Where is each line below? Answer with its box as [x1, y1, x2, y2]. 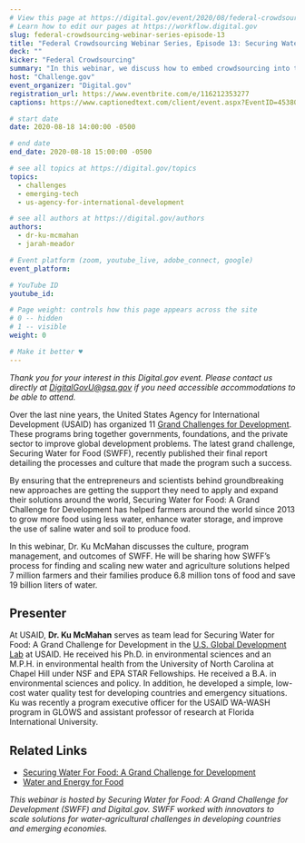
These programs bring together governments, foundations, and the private [9, 428, 289, 439]
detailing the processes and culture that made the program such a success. [9, 457, 292, 468]
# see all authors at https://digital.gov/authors [9, 214, 205, 223]
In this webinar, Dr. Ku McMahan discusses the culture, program [9, 541, 250, 551]
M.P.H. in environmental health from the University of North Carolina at [9, 659, 274, 669]
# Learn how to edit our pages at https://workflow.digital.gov [9, 22, 258, 31]
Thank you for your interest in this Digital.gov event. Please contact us [9, 372, 273, 382]
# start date [9, 114, 59, 124]
